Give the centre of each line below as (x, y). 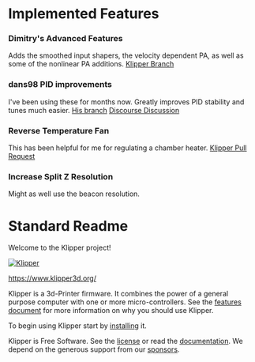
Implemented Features (84, 14)
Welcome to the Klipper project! (60, 248)
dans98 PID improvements (60, 85)
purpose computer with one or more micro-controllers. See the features (125, 302)
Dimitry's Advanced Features (66, 39)
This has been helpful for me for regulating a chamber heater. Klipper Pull (127, 148)
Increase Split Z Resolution (61, 177)
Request (22, 156)
